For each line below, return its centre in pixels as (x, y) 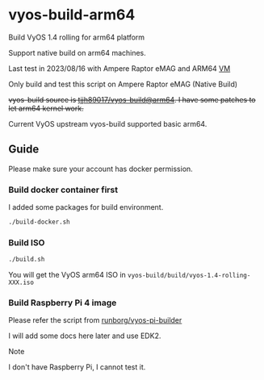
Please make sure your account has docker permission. (101, 169)
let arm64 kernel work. (46, 108)
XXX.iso (21, 283)
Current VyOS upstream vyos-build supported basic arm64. (108, 123)
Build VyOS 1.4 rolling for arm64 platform (77, 37)
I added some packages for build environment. (86, 207)
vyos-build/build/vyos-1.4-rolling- (189, 276)
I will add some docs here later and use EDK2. (85, 336)
